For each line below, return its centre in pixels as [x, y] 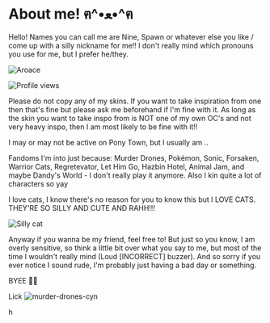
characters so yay [38, 183]
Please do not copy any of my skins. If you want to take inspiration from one [135, 101]
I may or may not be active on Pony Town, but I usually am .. [108, 142]
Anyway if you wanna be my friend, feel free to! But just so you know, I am [132, 239]
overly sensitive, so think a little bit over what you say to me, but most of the [135, 248]
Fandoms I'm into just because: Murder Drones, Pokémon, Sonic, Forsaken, [134, 157]
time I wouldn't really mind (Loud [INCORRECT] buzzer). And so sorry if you [135, 256]
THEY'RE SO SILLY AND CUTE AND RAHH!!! [82, 208]
